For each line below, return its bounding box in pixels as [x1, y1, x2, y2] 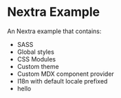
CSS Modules [16, 55, 56, 63]
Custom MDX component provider [16, 70, 115, 78]
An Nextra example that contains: [7, 27, 102, 35]
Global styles [16, 48, 55, 56]
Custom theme [16, 62, 60, 70]
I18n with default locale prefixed [16, 77, 108, 85]
